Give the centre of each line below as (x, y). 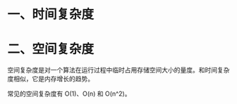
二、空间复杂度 (51, 49)
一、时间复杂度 (51, 14)
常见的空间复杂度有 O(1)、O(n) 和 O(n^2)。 (69, 94)
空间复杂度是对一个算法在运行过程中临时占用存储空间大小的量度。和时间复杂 (119, 70)
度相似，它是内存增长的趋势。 (50, 79)
